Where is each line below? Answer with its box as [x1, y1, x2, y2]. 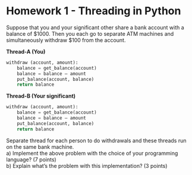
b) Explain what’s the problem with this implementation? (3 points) [6, 162, 168, 169]
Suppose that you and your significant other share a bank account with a [6, 24, 184, 31]
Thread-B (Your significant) [6, 92, 76, 99]
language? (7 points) [6, 156, 56, 163]
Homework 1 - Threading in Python [6, 4, 181, 18]
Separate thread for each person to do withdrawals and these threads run [6, 137, 187, 144]
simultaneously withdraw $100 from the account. [6, 36, 126, 43]
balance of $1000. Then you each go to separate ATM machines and [6, 30, 174, 37]
